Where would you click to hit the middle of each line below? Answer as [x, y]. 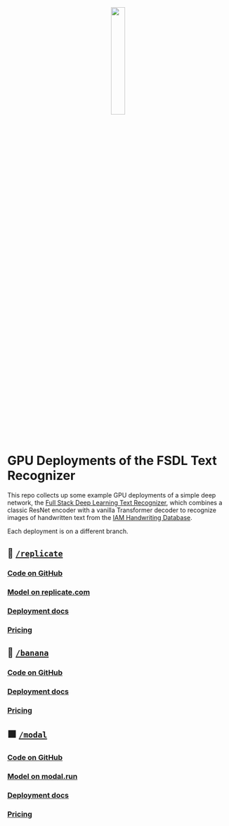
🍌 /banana [28, 653]
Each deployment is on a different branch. [68, 531]
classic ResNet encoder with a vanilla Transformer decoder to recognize [112, 510]
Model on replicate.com [48, 592]
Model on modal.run [42, 777]
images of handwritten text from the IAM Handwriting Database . [100, 517]
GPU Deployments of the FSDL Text [112, 461]
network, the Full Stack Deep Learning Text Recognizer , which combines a [115, 502]
